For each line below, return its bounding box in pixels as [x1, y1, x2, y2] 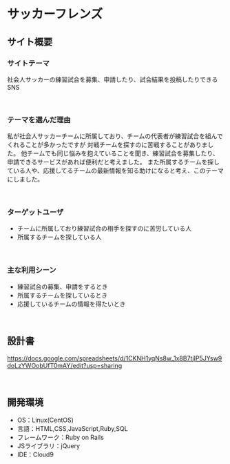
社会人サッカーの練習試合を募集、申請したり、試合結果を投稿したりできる [7, 75, 218, 84]
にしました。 [7, 175, 43, 184]
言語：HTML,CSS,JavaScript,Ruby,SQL [17, 425, 129, 433]
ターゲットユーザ [7, 208, 64, 217]
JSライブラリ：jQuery [17, 442, 81, 450]
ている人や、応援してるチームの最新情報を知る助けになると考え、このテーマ [7, 166, 224, 175]
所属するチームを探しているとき [17, 291, 108, 299]
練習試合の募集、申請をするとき [17, 282, 108, 291]
